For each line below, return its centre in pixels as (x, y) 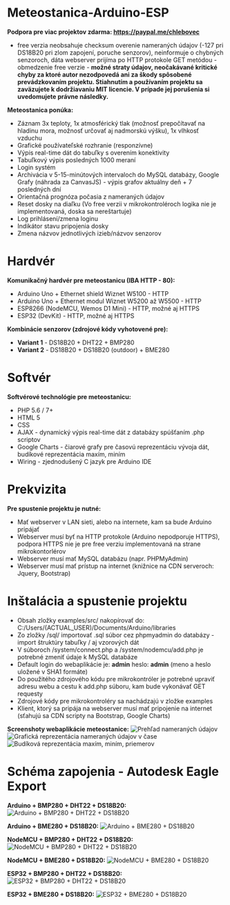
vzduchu (30, 138)
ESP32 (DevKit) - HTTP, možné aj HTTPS (76, 315)
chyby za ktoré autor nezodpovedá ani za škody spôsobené (104, 75)
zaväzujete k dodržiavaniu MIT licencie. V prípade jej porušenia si (113, 89)
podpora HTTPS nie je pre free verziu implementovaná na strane (109, 544)
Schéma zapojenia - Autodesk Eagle (113, 771)
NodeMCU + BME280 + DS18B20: (56, 860)
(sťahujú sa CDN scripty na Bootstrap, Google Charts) (94, 715)
